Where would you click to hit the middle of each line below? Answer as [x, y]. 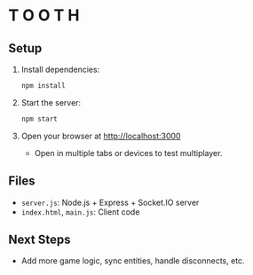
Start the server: [51, 102]
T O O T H [44, 16]
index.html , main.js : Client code [80, 212]
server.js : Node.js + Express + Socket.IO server [110, 202]
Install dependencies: [60, 69]
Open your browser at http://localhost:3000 [101, 136]
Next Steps [40, 239]
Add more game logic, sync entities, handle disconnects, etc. [133, 261]
